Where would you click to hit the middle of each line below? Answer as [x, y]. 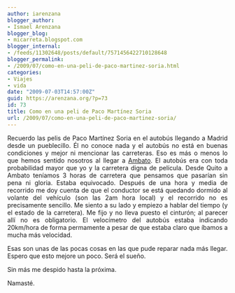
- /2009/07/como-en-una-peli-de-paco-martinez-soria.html [93, 66]
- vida [17, 86]
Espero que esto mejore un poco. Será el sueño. [77, 256]
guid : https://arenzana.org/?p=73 [58, 99]
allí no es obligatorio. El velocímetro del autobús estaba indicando [117, 220]
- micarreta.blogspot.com [45, 40]
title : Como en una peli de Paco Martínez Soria [79, 111]
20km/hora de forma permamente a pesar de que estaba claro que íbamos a [117, 227]
